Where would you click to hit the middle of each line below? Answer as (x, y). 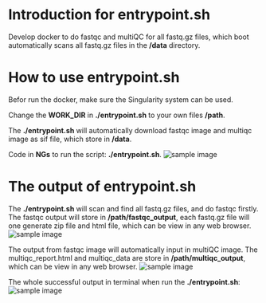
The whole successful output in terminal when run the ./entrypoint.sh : (124, 281)
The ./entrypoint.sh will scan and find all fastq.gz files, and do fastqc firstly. (133, 208)
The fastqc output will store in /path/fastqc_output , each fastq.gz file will (129, 217)
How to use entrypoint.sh (94, 78)
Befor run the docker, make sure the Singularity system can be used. (121, 99)
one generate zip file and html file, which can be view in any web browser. (130, 226)
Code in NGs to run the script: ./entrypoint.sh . (85, 154)
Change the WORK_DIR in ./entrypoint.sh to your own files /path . (117, 115)
